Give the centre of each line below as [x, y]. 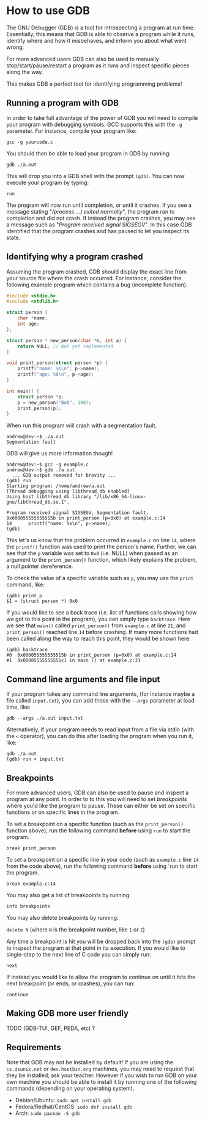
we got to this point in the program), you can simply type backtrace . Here [99, 619]
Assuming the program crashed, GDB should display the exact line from [97, 271]
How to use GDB [48, 11]
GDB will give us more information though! [60, 453]
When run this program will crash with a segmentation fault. [82, 425]
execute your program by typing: [48, 182]
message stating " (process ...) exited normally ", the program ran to [91, 211]
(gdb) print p [24, 596]
